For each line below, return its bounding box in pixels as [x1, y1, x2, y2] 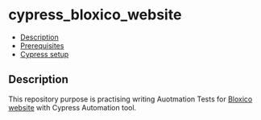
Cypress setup [19, 49, 69, 59]
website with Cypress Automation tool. [8, 102, 137, 112]
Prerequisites [19, 40, 64, 50]
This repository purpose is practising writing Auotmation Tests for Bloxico [8, 94, 253, 104]
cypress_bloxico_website [8, 6, 182, 24]
